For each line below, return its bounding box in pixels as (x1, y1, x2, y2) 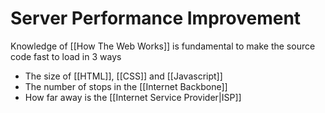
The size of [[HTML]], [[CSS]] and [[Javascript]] (24, 70, 223, 82)
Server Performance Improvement (10, 7, 302, 30)
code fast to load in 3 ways (10, 50, 122, 62)
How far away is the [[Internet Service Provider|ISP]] (24, 91, 242, 103)
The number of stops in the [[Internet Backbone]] (24, 80, 228, 92)
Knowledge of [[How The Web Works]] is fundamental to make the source (10, 40, 316, 52)
